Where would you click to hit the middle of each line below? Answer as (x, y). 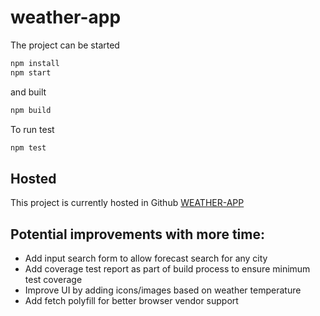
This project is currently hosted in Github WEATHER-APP (127, 203)
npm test (28, 147)
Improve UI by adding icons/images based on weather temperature (163, 290)
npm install (35, 63)
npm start (31, 72)
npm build (31, 110)
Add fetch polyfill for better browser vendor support (131, 301)
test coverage (53, 280)
